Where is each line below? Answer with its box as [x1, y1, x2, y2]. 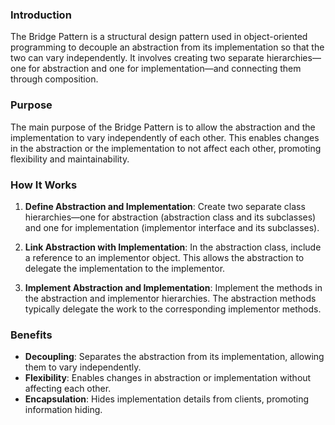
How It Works [10, 178, 78, 192]
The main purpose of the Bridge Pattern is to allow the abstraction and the [10, 121, 316, 133]
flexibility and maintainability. [10, 153, 130, 165]
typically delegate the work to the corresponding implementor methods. [24, 303, 322, 315]
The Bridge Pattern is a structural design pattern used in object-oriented [10, 31, 308, 43]
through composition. [10, 73, 99, 85]
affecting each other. [24, 383, 112, 395]
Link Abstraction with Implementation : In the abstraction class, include [24, 241, 322, 253]
